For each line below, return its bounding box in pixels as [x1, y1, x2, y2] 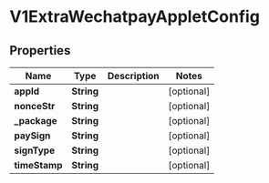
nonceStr [14, 100, 56, 112]
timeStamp [14, 159, 63, 171]
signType [14, 144, 56, 157]
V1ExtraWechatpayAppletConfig [9, 6, 260, 27]
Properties [9, 43, 71, 58]
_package [14, 115, 57, 127]
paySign [14, 129, 51, 142]
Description [108, 70, 160, 82]
